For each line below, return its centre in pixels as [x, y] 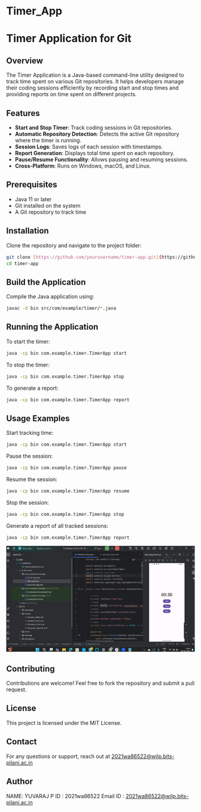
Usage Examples [38, 418]
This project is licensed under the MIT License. [64, 723]
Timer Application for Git [69, 39]
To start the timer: [28, 341]
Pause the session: [29, 456]
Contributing [31, 669]
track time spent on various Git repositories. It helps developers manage [95, 82]
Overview [25, 60]
